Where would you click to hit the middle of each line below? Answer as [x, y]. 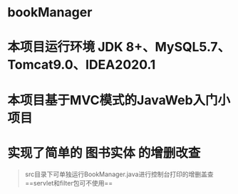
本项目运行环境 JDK [65, 47]
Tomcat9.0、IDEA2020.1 [82, 65]
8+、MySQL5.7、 [178, 47]
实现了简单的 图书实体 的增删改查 [104, 153]
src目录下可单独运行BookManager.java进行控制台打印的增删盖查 [119, 174]
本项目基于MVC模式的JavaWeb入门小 [119, 100]
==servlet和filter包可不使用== [69, 183]
